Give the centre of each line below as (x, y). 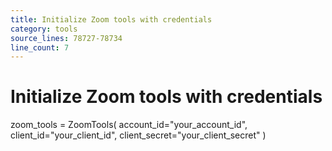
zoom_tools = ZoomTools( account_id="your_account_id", (129, 125)
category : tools (44, 29)
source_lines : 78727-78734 (66, 38)
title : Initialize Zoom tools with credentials (111, 19)
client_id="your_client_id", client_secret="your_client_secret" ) (138, 135)
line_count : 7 (40, 47)
